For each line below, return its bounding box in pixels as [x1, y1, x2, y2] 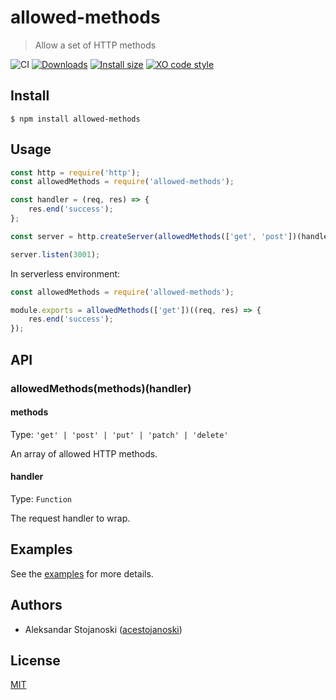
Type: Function [10, 492, 73, 505]
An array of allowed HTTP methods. [10, 447, 158, 460]
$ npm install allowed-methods [10, 114, 141, 124]
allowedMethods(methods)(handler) [10, 381, 192, 395]
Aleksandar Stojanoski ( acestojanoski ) [24, 623, 183, 635]
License [10, 652, 61, 669]
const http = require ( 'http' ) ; [10, 167, 141, 178]
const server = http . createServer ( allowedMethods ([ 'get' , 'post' [10, 231, 288, 241]
